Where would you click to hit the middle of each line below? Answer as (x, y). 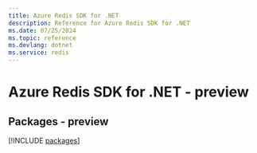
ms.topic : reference (43, 38)
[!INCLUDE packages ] (44, 141)
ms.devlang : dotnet (41, 45)
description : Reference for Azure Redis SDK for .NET (99, 23)
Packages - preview (58, 122)
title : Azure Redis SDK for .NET (64, 16)
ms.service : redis (39, 53)
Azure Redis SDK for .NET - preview (128, 92)
